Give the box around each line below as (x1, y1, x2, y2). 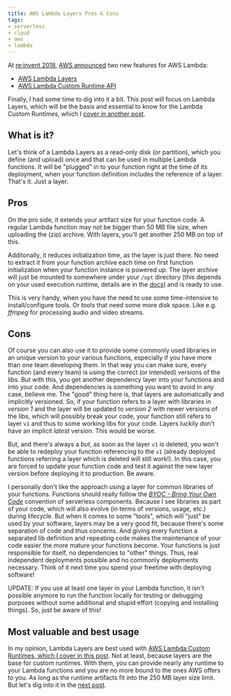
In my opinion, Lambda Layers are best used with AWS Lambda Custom (8, 644, 210, 653)
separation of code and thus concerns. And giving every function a (8, 526, 198, 535)
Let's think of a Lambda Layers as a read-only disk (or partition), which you (8, 147, 221, 156)
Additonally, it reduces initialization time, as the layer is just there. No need (8, 251, 219, 259)
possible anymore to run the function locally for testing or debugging (8, 591, 203, 600)
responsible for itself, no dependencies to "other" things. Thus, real (8, 549, 199, 557)
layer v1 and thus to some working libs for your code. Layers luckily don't (8, 420, 215, 428)
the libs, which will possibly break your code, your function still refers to (8, 412, 212, 420)
